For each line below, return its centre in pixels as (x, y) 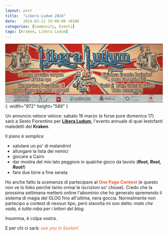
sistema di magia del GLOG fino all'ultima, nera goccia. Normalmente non (80, 198)
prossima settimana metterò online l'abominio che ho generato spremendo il (84, 193)
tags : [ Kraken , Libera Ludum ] (37, 32)
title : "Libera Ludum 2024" (35, 16)
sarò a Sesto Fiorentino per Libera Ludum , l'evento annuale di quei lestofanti (84, 121)
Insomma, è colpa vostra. (31, 218)
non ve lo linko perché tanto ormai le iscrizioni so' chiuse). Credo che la (79, 187)
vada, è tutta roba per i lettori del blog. (45, 209)
